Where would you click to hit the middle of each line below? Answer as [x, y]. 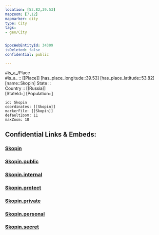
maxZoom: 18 [17, 119]
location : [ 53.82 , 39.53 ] [30, 10]
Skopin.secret [22, 227]
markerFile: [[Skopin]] [29, 111]
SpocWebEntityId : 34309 [29, 45]
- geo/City [16, 32]
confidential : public [27, 54]
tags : [10, 28]
